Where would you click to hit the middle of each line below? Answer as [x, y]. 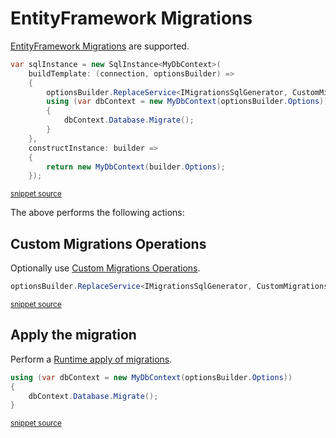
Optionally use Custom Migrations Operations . [105, 268]
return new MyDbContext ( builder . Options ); [136, 167]
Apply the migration [73, 335]
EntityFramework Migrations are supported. [100, 46]
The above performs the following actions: [97, 213]
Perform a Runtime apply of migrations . [91, 359]
